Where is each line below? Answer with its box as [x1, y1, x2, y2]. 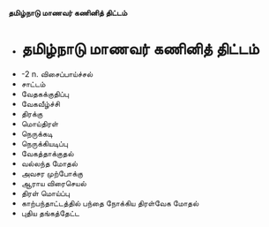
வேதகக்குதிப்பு [20, 88, 70, 99]
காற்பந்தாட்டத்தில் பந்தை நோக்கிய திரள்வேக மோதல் [20, 198, 199, 208]
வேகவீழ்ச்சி [20, 98, 61, 109]
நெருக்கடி [20, 128, 54, 139]
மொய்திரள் [20, 118, 59, 129]
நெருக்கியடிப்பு [20, 138, 68, 148]
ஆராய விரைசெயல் [20, 178, 87, 188]
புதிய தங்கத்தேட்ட [20, 208, 80, 218]
